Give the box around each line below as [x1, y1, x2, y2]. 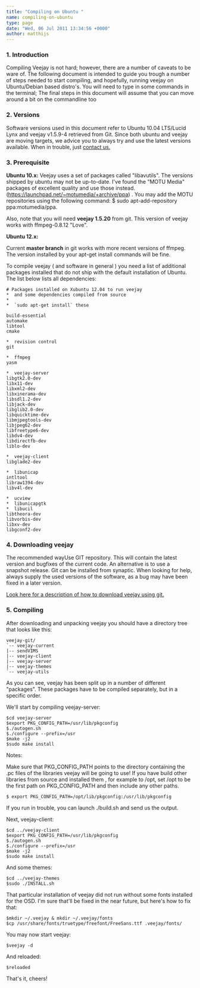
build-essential [6, 313, 46, 319]
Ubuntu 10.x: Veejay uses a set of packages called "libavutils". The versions [6, 172, 193, 179]
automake [6, 318, 28, 324]
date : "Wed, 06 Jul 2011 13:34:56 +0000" [6, 25, 111, 32]
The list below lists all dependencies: [6, 275, 97, 282]
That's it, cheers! [6, 975, 48, 982]
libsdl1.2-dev [6, 396, 42, 403]
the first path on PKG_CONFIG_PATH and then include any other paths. [6, 782, 180, 789]
